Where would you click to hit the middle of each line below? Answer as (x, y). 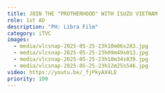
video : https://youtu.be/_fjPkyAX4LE (62, 72)
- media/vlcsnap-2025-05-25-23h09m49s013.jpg (81, 53)
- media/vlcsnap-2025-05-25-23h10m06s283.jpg (81, 46)
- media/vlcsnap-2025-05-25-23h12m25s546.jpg (81, 66)
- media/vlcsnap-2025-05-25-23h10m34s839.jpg (81, 59)
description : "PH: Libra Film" (53, 27)
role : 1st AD (26, 20)
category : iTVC (29, 33)
